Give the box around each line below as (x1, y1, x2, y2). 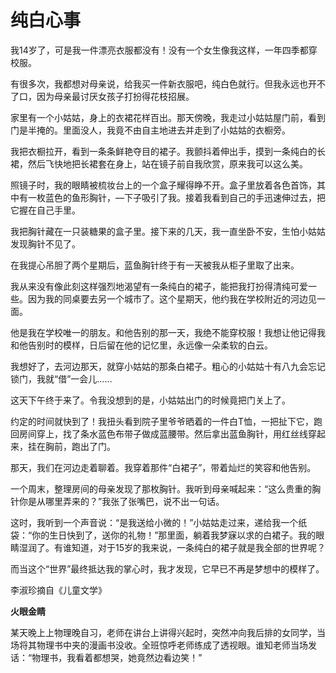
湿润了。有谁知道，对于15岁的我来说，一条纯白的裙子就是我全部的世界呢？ (18, 541, 326, 553)
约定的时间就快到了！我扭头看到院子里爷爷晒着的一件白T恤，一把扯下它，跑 (10, 415, 323, 427)
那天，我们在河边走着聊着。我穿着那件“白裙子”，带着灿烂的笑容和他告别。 (10, 461, 317, 473)
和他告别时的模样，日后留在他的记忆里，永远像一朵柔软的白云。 (10, 339, 273, 351)
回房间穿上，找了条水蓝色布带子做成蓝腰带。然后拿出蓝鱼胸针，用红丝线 (10, 427, 308, 440)
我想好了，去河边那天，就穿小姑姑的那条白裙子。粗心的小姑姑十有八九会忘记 (10, 360, 326, 372)
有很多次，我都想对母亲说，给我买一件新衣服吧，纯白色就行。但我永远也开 (10, 77, 317, 90)
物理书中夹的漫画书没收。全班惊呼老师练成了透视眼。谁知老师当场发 (36, 639, 317, 651)
